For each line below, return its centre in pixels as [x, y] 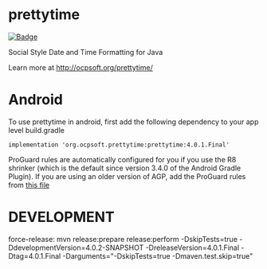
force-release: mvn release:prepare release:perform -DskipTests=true [123, 239]
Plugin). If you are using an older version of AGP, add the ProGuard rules [127, 176]
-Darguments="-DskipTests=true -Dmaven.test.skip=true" [158, 255]
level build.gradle [37, 130]
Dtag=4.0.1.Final [35, 255]
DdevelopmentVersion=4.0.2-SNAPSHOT [76, 248]
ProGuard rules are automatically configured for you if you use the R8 [122, 159]
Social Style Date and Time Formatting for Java [86, 52]
